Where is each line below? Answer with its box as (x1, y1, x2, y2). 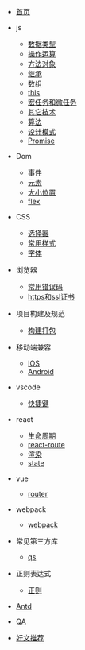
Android (27, 367, 54, 376)
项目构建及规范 (15, 309, 65, 318)
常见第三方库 (15, 536, 58, 546)
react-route (27, 440, 65, 449)
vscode (15, 382, 41, 392)
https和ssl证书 (27, 292, 75, 301)
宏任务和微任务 (27, 98, 77, 106)
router (27, 489, 48, 498)
